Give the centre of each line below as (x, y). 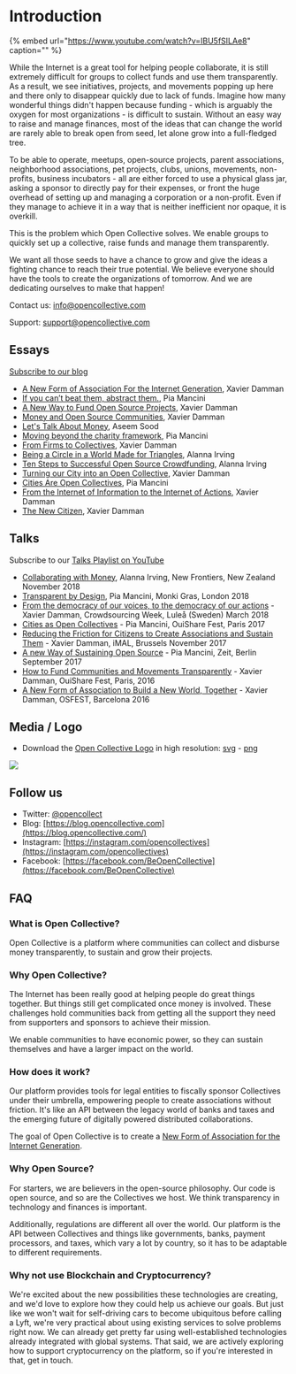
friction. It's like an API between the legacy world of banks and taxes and (142, 1110)
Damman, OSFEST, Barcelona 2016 (86, 699)
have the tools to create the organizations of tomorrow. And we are (131, 278)
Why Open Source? (52, 1169)
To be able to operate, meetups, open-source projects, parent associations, (147, 159)
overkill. (23, 216)
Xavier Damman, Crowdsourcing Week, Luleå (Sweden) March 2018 (145, 614)
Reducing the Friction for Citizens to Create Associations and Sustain (148, 633)
